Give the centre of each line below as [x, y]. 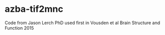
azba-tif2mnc [34, 9]
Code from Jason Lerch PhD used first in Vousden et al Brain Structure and [82, 23]
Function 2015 [19, 28]
